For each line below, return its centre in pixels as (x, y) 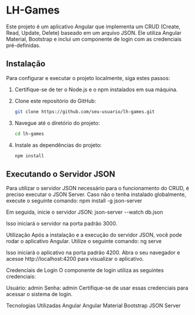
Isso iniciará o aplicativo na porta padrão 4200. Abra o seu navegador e (93, 253)
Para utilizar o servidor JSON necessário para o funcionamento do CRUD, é (98, 188)
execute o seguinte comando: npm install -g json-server (74, 201)
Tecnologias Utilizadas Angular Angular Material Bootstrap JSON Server (93, 306)
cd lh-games (29, 134)
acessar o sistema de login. (39, 294)
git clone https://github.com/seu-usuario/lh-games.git (85, 112)
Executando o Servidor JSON (61, 174)
